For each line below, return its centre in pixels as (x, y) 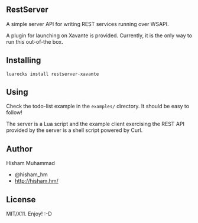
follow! (14, 112)
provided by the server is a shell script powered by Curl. (74, 130)
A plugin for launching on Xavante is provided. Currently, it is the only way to (99, 35)
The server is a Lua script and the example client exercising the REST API (95, 124)
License (21, 200)
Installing (24, 61)
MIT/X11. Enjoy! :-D (29, 214)
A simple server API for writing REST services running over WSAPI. (88, 24)
